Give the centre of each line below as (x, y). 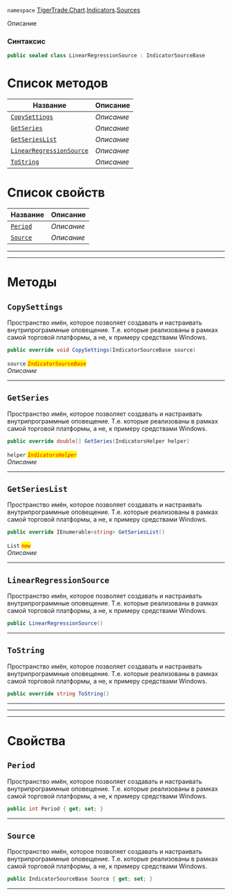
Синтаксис (27, 41)
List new (19, 546)
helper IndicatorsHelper (42, 455)
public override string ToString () (58, 694)
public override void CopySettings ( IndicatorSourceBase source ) (101, 350)
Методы (32, 282)
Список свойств (56, 193)
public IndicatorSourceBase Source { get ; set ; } (80, 879)
